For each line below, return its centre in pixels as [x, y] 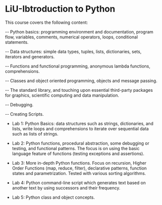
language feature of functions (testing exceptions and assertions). [78, 154]
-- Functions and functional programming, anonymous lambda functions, [78, 66]
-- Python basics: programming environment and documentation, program [79, 32]
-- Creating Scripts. [24, 114]
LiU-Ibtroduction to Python [60, 9]
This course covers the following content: [47, 22]
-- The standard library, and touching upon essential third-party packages [79, 90]
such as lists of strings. [35, 134]
